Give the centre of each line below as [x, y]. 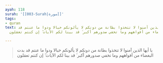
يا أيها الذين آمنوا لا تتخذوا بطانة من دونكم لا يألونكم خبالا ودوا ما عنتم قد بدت [85, 50]
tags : [10, 18]
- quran [13, 23]
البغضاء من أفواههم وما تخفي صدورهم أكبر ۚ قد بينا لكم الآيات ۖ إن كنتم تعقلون [85, 55]
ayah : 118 [15, 9]
